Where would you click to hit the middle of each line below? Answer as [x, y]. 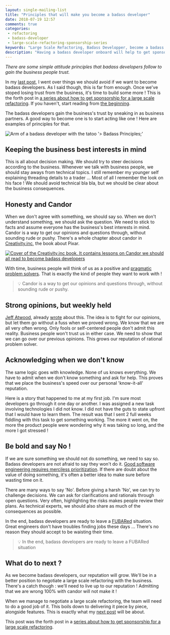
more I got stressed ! [27, 430]
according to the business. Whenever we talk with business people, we [79, 167]
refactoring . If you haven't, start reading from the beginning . [68, 103]
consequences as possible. [34, 511]
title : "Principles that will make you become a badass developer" [78, 15]
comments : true [21, 24]
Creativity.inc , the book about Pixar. [42, 244]
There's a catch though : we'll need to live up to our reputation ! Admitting [82, 586]
